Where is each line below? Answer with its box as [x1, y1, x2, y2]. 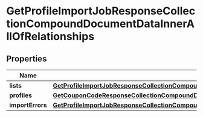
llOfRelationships [6, 30, 95, 43]
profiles [9, 91, 32, 100]
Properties [6, 53, 47, 64]
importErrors [9, 101, 47, 109]
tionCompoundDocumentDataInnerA [6, 17, 195, 31]
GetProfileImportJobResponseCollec [6, 4, 196, 18]
